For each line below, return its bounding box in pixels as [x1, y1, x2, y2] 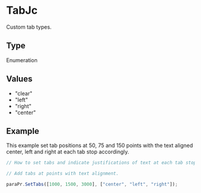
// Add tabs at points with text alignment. [6, 171, 119, 177]
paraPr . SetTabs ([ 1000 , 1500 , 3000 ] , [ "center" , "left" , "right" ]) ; [6, 182, 178, 188]
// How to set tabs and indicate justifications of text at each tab [6, 160, 184, 166]
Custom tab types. [6, 23, 52, 30]
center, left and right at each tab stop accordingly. [6, 148, 130, 155]
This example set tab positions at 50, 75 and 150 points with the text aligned [6, 142, 193, 149]
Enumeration [6, 56, 38, 63]
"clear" [14, 90, 33, 97]
